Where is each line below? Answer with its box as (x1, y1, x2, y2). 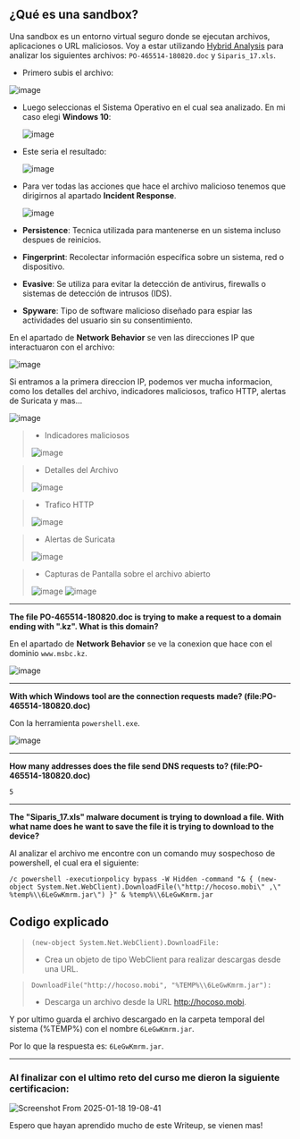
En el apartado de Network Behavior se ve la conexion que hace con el (9, 638, 272, 649)
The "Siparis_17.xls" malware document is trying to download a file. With (9, 811, 284, 822)
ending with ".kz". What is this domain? (9, 620, 159, 631)
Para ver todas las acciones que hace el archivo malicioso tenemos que (21, 181, 286, 191)
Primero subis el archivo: (21, 67, 114, 78)
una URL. (44, 963, 79, 974)
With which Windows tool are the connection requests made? (9, 690, 243, 701)
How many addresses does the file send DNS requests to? (9, 760, 229, 772)
